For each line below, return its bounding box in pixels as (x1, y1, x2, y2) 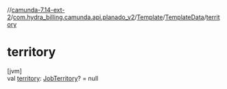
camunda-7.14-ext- (11, 6, 65, 14)
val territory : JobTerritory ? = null (7, 74, 99, 82)
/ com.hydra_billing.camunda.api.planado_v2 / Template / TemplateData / (10, 13, 207, 21)
